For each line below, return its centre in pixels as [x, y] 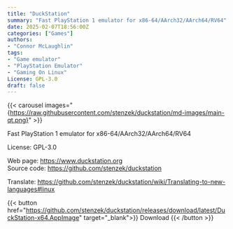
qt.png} [18, 120]
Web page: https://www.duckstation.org [65, 161]
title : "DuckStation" [39, 14]
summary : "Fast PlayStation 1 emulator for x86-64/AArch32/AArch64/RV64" [117, 20]
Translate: [22, 182]
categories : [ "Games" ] [40, 33]
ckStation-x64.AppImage [43, 218]
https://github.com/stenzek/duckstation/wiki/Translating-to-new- [132, 182]
